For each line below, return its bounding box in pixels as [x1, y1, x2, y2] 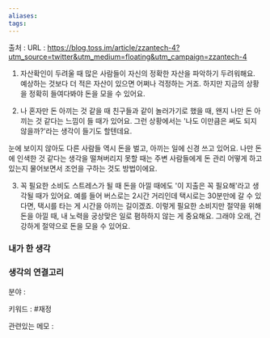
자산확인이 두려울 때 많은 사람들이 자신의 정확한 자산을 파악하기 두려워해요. [19, 68, 256, 78]
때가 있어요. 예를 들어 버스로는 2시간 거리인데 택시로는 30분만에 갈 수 [35, 191, 253, 201]
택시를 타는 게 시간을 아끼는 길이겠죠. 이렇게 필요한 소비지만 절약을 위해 [37, 201, 262, 210]
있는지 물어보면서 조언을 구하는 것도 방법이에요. [8, 163, 158, 173]
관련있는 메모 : [8, 321, 54, 331]
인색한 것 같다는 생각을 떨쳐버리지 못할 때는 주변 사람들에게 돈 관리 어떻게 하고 [16, 153, 263, 163]
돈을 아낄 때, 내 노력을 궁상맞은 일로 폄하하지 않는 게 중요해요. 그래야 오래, [19, 211, 253, 221]
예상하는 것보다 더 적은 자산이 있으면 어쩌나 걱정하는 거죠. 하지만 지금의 [19, 78, 245, 88]
